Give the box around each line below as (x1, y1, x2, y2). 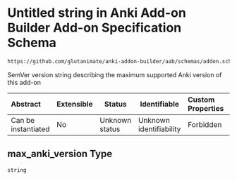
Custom (188, 95, 215, 105)
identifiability (138, 124, 181, 134)
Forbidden (188, 119, 222, 129)
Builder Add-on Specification (7, 20, 182, 36)
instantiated (11, 124, 50, 134)
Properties (188, 103, 224, 113)
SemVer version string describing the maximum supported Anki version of (7, 70, 222, 79)
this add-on (7, 78, 41, 86)
